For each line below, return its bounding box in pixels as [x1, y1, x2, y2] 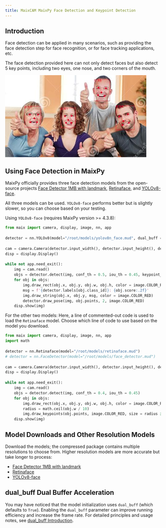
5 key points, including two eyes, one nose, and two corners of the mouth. [5, 65, 157, 71]
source [5, 186, 20, 192]
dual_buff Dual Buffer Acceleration [5, 488, 115, 497]
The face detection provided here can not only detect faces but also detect [5, 60, 158, 66]
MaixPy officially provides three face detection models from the [5, 180, 134, 186]
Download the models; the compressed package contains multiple [5, 443, 140, 449]
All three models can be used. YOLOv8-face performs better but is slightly [5, 200, 153, 206]
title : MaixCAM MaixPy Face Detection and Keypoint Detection [5, 8, 136, 13]
